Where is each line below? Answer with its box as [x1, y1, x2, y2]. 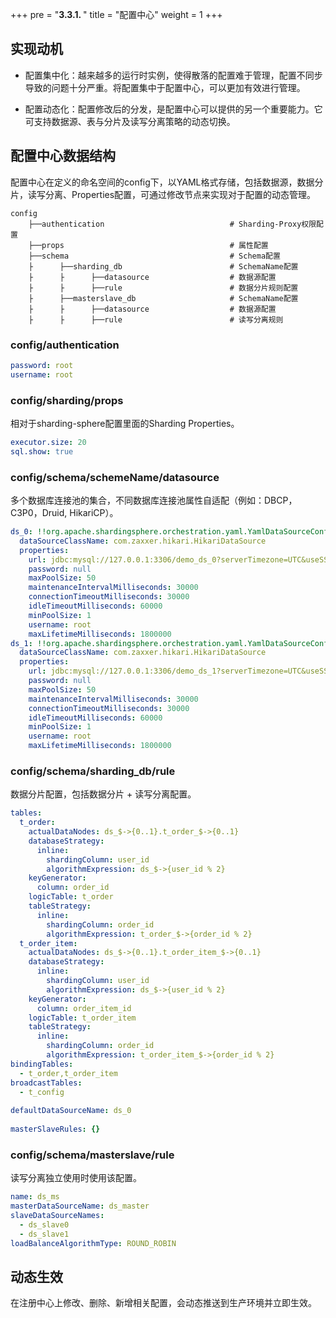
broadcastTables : [10, 1078, 83, 1088]
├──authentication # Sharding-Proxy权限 [28, 219, 317, 229]
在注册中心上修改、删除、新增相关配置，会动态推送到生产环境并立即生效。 [10, 1297, 317, 1309]
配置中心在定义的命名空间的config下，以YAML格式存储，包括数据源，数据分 [10, 176, 324, 188]
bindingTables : [10, 1059, 74, 1069]
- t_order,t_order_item [19, 1068, 118, 1078]
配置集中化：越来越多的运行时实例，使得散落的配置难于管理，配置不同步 [24, 69, 323, 81]
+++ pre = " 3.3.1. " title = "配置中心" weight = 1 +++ [10, 9, 223, 20]
